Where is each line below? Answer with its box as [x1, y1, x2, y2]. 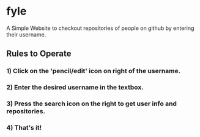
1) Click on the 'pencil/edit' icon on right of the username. [6, 67, 181, 76]
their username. [6, 30, 46, 38]
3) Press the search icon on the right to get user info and [6, 99, 177, 108]
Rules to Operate [6, 49, 72, 59]
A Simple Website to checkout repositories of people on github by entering [6, 24, 194, 32]
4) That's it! [6, 124, 42, 132]
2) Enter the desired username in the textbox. [6, 83, 144, 92]
